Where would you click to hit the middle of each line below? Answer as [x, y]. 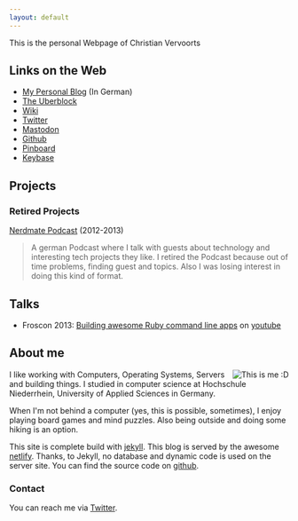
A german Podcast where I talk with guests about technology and [150, 248]
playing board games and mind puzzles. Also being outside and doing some [148, 420]
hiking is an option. [43, 429]
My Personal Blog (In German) [77, 92]
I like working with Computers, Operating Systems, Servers [117, 375]
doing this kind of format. [77, 276]
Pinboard [39, 148]
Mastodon [40, 130]
